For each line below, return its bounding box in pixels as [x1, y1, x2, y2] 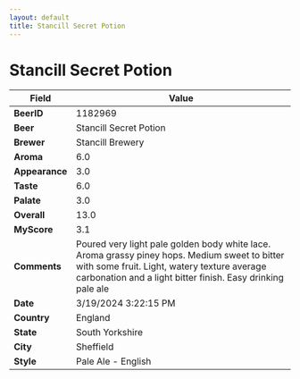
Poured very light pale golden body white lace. [75, 238, 271, 250]
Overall [13, 209, 46, 222]
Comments [13, 260, 62, 273]
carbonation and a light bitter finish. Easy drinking [75, 272, 284, 284]
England [75, 312, 111, 324]
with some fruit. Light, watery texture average [75, 260, 267, 273]
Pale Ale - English [75, 355, 152, 367]
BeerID [13, 107, 44, 120]
